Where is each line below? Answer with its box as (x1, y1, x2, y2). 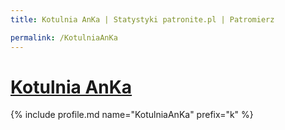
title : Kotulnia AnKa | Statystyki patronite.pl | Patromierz (10, 14, 275, 25)
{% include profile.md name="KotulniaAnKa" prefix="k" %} (10, 109, 254, 121)
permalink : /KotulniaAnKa (10, 32, 118, 43)
